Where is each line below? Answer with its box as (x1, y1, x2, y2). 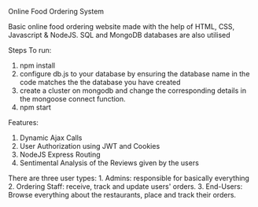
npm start (19, 102, 51, 112)
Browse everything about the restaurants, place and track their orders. (8, 190, 237, 199)
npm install (19, 61, 56, 70)
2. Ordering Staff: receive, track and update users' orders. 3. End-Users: (8, 182, 243, 191)
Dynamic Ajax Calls (19, 133, 83, 142)
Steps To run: (8, 46, 52, 54)
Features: (8, 118, 39, 127)
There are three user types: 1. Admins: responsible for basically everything (8, 173, 250, 183)
